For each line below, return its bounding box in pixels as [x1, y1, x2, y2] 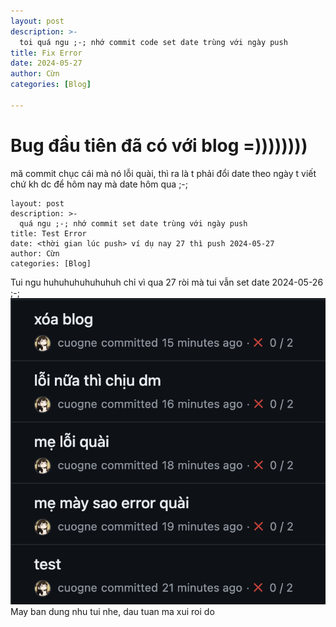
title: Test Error [10, 228, 87, 239]
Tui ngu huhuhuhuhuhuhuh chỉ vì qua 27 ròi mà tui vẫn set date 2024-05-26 [10, 276, 324, 288]
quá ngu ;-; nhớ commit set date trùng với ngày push [19, 218, 248, 229]
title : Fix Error [10, 48, 83, 58]
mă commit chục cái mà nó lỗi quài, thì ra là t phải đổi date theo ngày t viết [10, 167, 317, 179]
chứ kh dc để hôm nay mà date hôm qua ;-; [10, 178, 189, 190]
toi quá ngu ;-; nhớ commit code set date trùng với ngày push [19, 37, 288, 47]
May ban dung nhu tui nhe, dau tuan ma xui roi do [10, 606, 215, 618]
